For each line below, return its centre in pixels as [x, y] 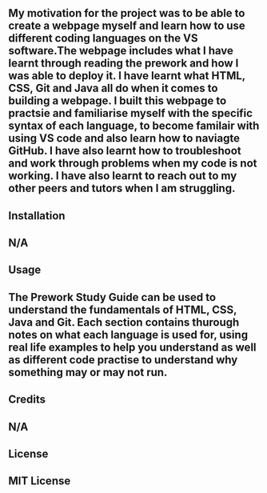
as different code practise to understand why [123, 360]
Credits [27, 400]
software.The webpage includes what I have [121, 51]
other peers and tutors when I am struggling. [122, 188]
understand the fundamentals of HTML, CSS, [123, 309]
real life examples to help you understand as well [133, 347]
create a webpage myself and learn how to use [127, 26]
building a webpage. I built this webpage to [118, 101]
